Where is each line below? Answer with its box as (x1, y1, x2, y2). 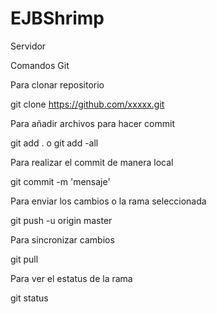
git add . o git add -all (10, 137, 99, 149)
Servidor (10, 40, 47, 52)
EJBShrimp (10, 7, 105, 30)
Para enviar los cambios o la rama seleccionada (10, 195, 207, 207)
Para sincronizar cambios (10, 233, 115, 246)
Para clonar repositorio (10, 78, 105, 91)
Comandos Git (10, 59, 70, 71)
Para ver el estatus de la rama (10, 272, 133, 284)
